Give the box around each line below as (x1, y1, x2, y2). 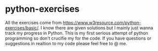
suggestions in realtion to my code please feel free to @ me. (5, 40, 127, 46)
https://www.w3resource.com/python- (63, 20, 141, 25)
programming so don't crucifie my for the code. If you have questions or (5, 35, 152, 41)
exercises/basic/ (5, 25, 38, 30)
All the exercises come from (5, 20, 62, 25)
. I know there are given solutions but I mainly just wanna (38, 25, 154, 30)
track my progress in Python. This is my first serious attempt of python (5, 30, 149, 36)
